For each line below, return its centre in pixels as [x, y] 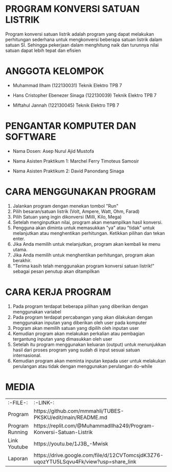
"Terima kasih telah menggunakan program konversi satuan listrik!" [83, 266]
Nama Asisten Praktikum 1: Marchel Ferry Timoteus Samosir [76, 161]
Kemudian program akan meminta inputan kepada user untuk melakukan [89, 361]
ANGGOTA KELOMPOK [55, 71]
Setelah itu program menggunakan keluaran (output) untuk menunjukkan [89, 344]
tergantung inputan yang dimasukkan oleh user [62, 339]
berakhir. [22, 260]
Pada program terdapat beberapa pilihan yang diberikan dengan [80, 306]
